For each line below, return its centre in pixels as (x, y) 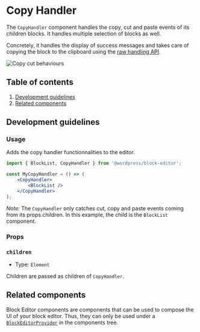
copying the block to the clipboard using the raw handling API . (83, 51)
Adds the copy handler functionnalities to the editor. (71, 152)
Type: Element (32, 264)
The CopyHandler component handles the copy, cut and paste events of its (98, 27)
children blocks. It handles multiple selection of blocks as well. (84, 33)
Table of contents (40, 82)
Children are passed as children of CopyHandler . (65, 276)
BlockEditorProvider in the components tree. (62, 322)
